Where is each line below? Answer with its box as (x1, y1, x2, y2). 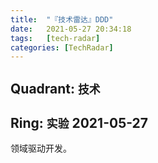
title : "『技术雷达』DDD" (10, 14, 114, 25)
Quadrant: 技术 (10, 80, 101, 97)
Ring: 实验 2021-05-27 (10, 115, 149, 132)
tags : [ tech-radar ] (10, 33, 101, 43)
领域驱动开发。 (10, 142, 72, 155)
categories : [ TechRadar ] (10, 42, 114, 53)
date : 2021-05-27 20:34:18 (10, 24, 132, 34)
